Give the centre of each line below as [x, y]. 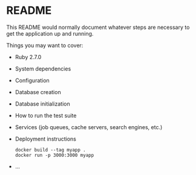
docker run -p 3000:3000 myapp [54, 155]
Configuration [32, 80]
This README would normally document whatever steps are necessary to [98, 27]
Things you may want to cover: [45, 45]
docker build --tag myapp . [50, 150]
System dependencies [43, 68]
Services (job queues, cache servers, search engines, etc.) [89, 127]
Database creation [38, 92]
